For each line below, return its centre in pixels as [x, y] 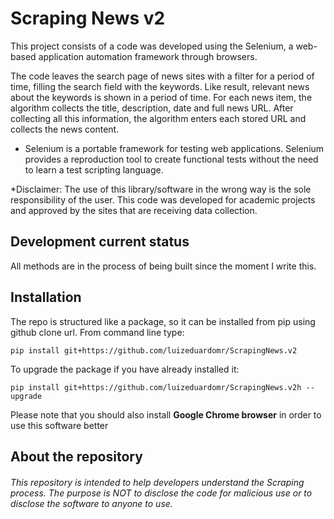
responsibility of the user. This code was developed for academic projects [163, 199]
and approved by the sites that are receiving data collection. [134, 210]
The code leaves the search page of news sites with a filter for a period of [162, 76]
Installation [46, 297]
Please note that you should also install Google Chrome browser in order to [166, 414]
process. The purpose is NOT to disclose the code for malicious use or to [161, 493]
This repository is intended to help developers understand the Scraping [157, 482]
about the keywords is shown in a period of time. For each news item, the [161, 97]
